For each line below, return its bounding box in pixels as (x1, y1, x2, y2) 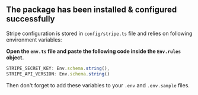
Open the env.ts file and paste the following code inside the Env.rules (6, 47, 181, 55)
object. (6, 53, 24, 61)
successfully (6, 14, 55, 24)
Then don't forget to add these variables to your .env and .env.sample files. (6, 81, 190, 88)
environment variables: (6, 36, 62, 43)
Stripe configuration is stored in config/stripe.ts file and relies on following (6, 30, 193, 37)
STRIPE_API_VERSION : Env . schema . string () (6, 71, 110, 77)
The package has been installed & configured (6, 5, 177, 15)
